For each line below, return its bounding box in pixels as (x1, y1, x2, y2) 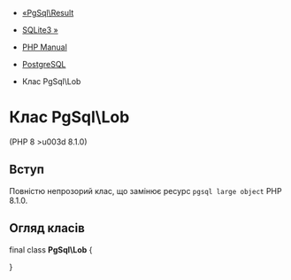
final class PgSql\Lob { (9, 244, 93, 255)
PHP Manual (21, 42, 68, 52)
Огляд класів (9, 221, 86, 236)
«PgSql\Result (21, 8, 74, 18)
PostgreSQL (21, 59, 66, 69)
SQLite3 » (21, 25, 59, 35)
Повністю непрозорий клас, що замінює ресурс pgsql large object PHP (9, 185, 282, 196)
